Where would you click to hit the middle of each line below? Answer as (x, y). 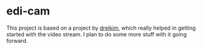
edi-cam (28, 11)
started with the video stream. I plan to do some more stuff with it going (96, 34)
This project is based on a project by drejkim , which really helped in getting (101, 28)
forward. (17, 41)
